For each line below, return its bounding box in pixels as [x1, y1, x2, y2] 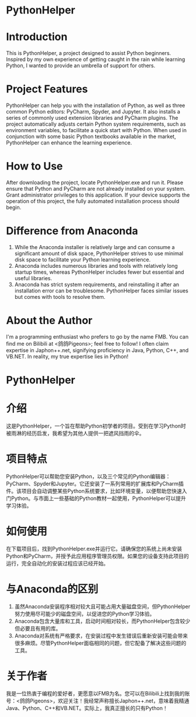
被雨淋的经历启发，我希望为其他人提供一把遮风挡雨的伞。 [6, 430, 145, 436]
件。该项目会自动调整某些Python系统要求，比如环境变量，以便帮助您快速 [6, 487, 183, 494]
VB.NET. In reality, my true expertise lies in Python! [6, 353, 129, 360]
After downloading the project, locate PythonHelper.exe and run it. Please [6, 179, 183, 186]
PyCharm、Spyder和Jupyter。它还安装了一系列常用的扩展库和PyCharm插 [6, 480, 184, 487]
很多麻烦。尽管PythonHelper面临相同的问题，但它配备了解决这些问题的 [14, 639, 187, 646]
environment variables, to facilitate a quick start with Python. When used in [6, 127, 187, 134]
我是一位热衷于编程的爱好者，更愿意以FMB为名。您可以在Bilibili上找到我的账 [6, 690, 190, 697]
